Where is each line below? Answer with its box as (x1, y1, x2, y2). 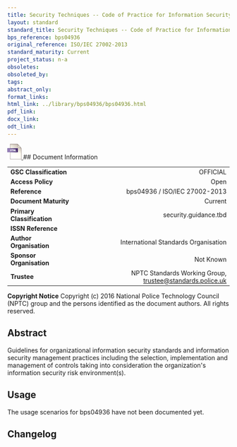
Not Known (194, 255, 227, 263)
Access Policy (10, 177, 53, 186)
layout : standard (7, 18, 59, 26)
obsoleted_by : (7, 71, 49, 78)
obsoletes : (7, 64, 39, 71)
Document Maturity (10, 197, 69, 205)
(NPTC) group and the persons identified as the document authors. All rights (7, 299, 229, 307)
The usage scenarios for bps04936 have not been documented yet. (7, 407, 205, 416)
